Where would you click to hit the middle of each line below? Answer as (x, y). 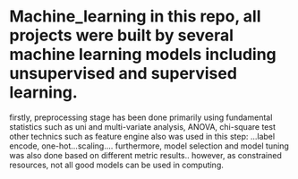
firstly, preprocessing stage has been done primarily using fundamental (141, 117)
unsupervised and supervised (123, 74)
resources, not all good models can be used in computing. (116, 165)
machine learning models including (143, 55)
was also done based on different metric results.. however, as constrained (145, 155)
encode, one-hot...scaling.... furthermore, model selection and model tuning (149, 146)
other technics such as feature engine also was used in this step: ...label (142, 136)
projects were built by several (122, 35)
